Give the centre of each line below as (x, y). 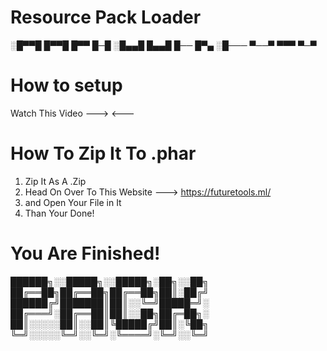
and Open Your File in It (73, 202)
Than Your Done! (59, 213)
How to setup (66, 85)
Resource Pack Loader (106, 17)
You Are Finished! (85, 253)
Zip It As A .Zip (55, 181)
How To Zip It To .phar (103, 153)
